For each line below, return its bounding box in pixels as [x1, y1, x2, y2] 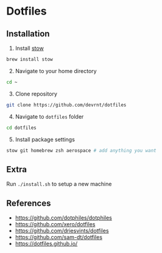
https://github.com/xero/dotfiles [15, 221, 96, 227]
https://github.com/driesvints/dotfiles [15, 227, 109, 234]
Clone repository [15, 90, 58, 97]
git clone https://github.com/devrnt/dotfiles [6, 102, 127, 108]
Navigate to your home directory [15, 67, 97, 74]
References [6, 198, 51, 208]
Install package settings [15, 136, 75, 143]
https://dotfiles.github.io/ [15, 240, 78, 247]
